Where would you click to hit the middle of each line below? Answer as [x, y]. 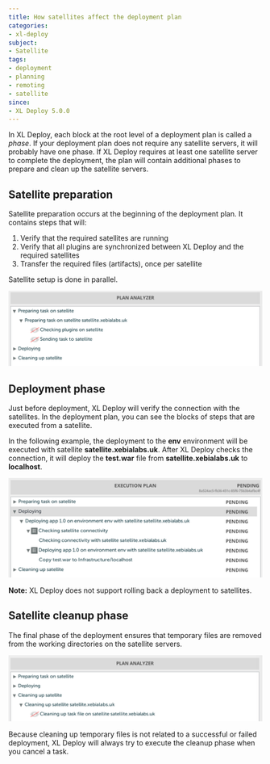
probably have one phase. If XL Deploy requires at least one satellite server [133, 152]
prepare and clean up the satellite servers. [79, 169]
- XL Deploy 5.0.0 [39, 111]
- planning [27, 77]
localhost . [25, 467]
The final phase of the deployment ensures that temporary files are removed [135, 635]
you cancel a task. [39, 751]
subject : [23, 43]
